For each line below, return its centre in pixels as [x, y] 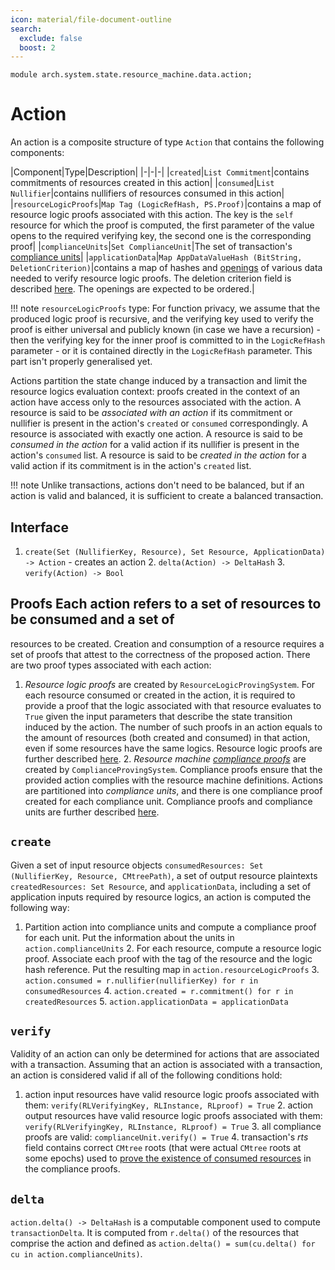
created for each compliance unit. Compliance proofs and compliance [168, 801]
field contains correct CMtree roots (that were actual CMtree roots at [163, 1148]
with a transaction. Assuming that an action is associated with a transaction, [166, 1065]
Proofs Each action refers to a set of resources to [166, 604]
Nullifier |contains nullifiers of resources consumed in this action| [147, 193]
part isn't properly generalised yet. [81, 362]
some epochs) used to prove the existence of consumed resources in [168, 1158]
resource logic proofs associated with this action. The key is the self [152, 215]
